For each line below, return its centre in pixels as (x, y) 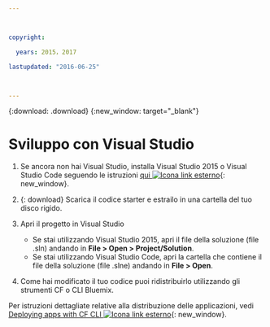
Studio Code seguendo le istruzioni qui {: (122, 175)
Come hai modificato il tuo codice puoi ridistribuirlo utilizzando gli (130, 281)
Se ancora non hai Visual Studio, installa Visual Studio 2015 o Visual (133, 167)
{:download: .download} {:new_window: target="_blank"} (104, 111)
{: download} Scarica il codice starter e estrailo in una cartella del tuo (136, 199)
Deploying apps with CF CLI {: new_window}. (118, 315)
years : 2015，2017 (46, 52)
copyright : (27, 37)
